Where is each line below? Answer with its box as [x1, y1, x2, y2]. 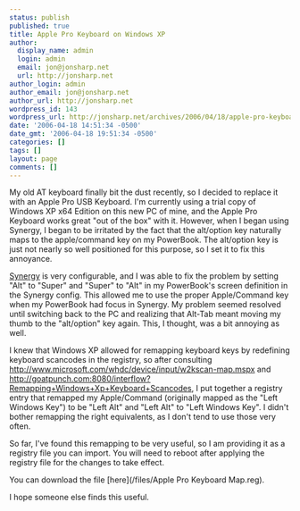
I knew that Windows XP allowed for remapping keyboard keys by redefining [9, 345, 290, 356]
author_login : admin [9, 80, 87, 88]
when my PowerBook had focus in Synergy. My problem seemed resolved [9, 299, 281, 310]
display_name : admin [17, 46, 94, 55]
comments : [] [9, 163, 58, 172]
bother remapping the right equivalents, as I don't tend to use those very [9, 412, 277, 423]
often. [9, 421, 31, 431]
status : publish [9, 13, 70, 22]
